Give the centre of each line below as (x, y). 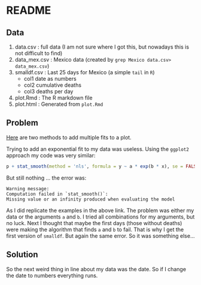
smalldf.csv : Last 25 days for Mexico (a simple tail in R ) (85, 72)
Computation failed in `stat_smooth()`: (57, 194)
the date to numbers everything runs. (52, 275)
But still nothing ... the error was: (46, 178)
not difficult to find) (39, 53)
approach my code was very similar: (51, 155)
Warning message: (28, 189)
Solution (22, 255)
